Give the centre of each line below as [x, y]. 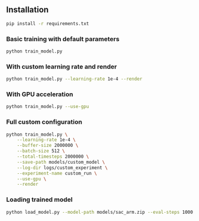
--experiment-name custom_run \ [57, 173]
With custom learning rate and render [62, 66]
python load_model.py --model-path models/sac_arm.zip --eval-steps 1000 [100, 212]
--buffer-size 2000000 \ [48, 146]
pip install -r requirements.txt [48, 23]
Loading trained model [40, 199]
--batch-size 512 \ [41, 151]
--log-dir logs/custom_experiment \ [63, 168]
